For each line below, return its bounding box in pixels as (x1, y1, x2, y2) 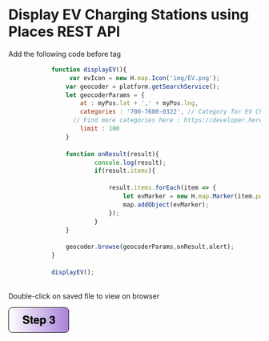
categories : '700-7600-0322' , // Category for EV (79, 108, 252, 116)
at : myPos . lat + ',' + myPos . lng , (79, 99, 199, 107)
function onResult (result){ (65, 150, 159, 158)
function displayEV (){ (50, 66, 127, 74)
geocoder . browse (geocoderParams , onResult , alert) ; (65, 243, 235, 251)
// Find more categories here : (72, 116, 181, 125)
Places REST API (8, 22, 121, 41)
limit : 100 (79, 125, 120, 133)
